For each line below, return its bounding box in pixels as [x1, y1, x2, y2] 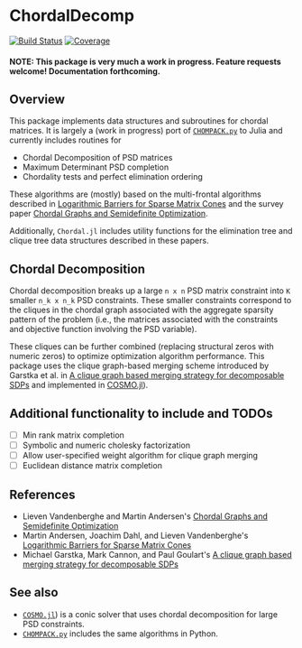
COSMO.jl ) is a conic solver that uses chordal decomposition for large [22, 608, 278, 619]
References [9, 486, 76, 502]
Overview [9, 91, 66, 106]
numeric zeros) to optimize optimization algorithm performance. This [9, 351, 265, 362]
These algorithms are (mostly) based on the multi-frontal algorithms [9, 189, 261, 199]
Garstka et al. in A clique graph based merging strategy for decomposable [9, 370, 285, 381]
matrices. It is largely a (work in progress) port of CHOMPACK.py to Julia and [9, 125, 283, 136]
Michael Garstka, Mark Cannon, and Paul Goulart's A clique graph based [22, 550, 292, 560]
